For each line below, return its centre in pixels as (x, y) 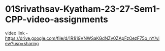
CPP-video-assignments (57, 19)
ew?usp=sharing (22, 43)
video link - (16, 33)
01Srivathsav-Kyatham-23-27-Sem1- (82, 9)
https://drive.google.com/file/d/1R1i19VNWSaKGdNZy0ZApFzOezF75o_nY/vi (82, 38)
